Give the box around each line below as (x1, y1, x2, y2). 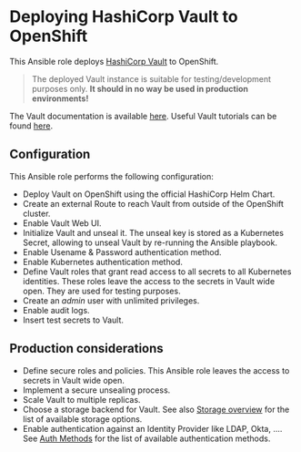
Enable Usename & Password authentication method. (22, 246, 222, 257)
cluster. (22, 208, 51, 219)
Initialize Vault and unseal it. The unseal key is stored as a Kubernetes (22, 227, 285, 238)
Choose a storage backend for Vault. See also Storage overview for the (22, 404, 290, 415)
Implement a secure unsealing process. (22, 385, 171, 395)
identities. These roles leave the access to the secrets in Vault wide (22, 275, 276, 286)
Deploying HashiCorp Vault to (9, 6, 238, 27)
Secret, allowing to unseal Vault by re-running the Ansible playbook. (22, 237, 277, 248)
